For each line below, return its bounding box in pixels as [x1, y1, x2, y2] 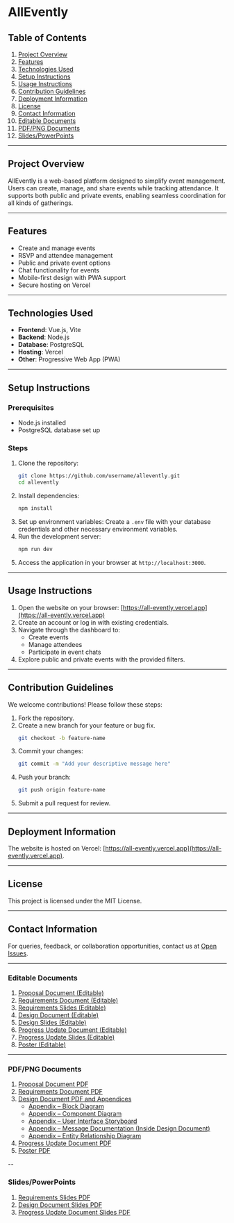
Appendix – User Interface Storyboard [28, 1117, 137, 1126]
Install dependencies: [17, 491, 80, 500]
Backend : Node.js [17, 333, 70, 341]
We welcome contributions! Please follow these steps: [8, 700, 162, 709]
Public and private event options [17, 258, 110, 267]
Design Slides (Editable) [17, 1018, 87, 1026]
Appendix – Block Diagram [28, 1102, 105, 1110]
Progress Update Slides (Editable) [17, 1033, 115, 1041]
